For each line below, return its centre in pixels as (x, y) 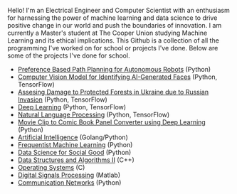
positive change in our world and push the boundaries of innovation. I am (115, 25)
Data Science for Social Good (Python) (74, 152)
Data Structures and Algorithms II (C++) (76, 160)
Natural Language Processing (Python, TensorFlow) (94, 114)
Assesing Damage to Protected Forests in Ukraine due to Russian (113, 92)
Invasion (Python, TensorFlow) (63, 99)
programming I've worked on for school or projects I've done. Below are (113, 48)
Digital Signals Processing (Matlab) (69, 175)
